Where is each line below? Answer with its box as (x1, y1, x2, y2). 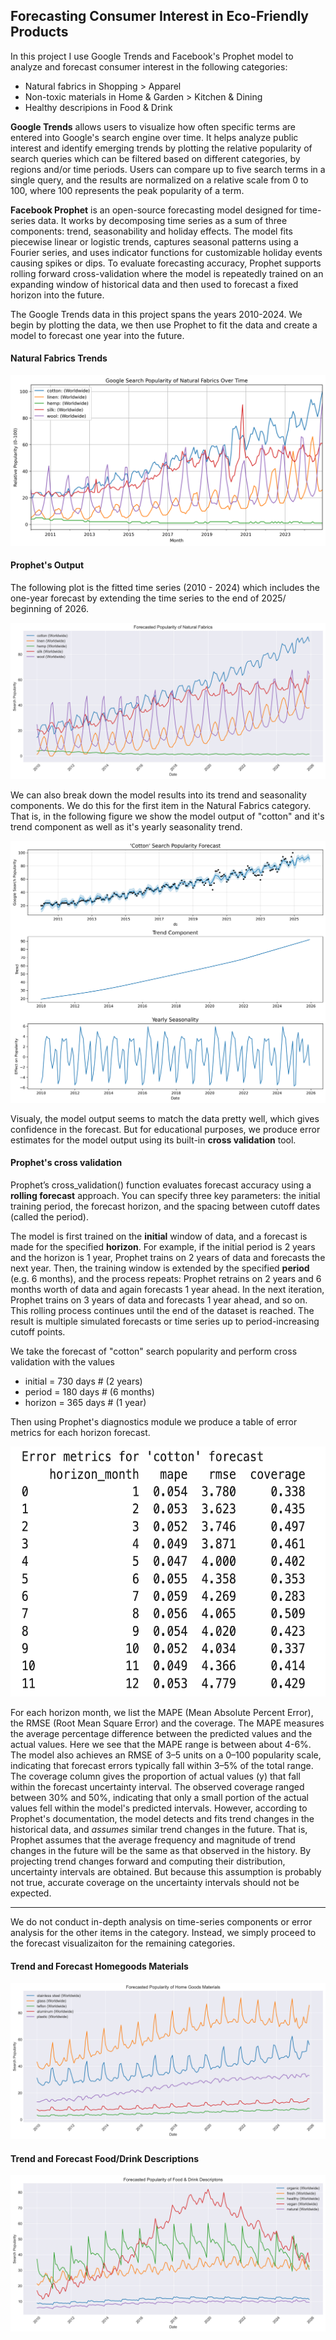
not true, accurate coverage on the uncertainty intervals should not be (10, 1876, 300, 1888)
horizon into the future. (10, 289, 105, 301)
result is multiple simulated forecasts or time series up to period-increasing (10, 1315, 320, 1327)
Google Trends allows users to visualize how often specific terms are (10, 120, 297, 133)
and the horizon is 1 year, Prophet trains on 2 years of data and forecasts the (10, 1251, 326, 1263)
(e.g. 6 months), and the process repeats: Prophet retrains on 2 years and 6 (10, 1272, 322, 1284)
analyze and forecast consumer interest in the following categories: (10, 60, 288, 73)
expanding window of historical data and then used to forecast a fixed (10, 278, 299, 290)
